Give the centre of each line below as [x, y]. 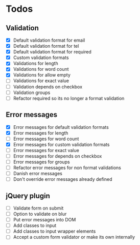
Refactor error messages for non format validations [67, 167]
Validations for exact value [41, 81]
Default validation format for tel [46, 46]
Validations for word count [41, 69]
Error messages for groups [42, 162]
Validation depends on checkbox [48, 87]
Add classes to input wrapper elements [54, 231]
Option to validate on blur [40, 214]
